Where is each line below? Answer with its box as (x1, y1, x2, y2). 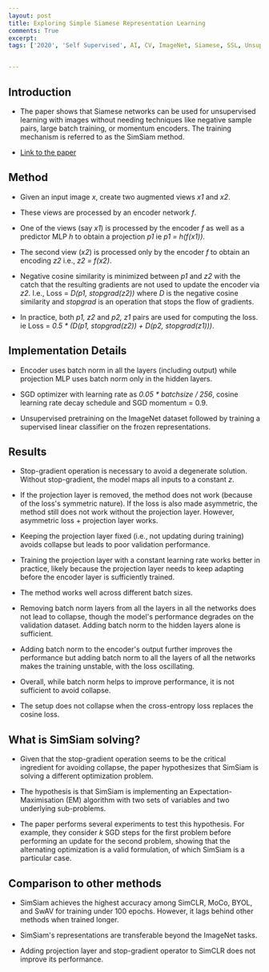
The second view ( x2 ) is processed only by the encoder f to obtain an (19, 247, 251, 256)
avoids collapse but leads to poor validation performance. (19, 540, 211, 550)
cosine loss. (19, 710, 60, 720)
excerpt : (8, 34, 38, 42)
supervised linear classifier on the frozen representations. (19, 421, 211, 431)
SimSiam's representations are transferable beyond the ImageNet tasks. (19, 930, 258, 940)
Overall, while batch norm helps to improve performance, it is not (19, 677, 235, 687)
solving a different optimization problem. (19, 771, 154, 781)
